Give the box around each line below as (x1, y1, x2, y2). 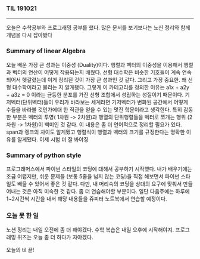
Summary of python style (6, 151, 82, 159)
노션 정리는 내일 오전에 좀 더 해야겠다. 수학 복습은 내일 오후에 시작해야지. (6, 226, 174, 233)
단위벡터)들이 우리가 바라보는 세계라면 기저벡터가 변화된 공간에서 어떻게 (22, 98, 189, 106)
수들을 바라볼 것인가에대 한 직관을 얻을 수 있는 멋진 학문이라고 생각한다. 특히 (6, 106, 183, 113)
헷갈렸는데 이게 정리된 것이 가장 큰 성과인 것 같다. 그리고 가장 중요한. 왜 (21, 76, 187, 83)
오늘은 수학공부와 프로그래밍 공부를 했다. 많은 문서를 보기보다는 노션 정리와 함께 (6, 24, 190, 31)
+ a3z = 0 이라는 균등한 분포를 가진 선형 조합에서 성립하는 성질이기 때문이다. (6, 91, 184, 98)
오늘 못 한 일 (6, 211, 39, 220)
